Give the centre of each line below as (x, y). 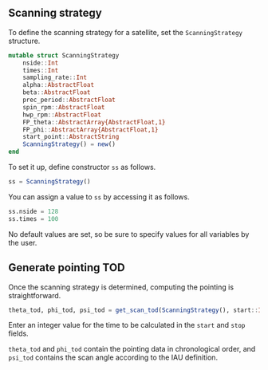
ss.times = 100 (33, 218)
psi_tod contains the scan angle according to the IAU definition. (113, 357)
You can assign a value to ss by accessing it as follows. (99, 197)
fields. (19, 333)
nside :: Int (41, 63)
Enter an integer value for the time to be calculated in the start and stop (127, 325)
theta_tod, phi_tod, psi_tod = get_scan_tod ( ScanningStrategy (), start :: (134, 310)
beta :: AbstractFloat (57, 92)
